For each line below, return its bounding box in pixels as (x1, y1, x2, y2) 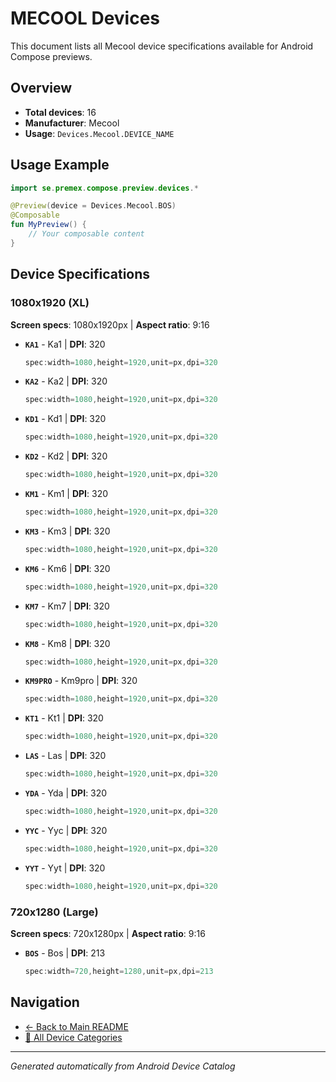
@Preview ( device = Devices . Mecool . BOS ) (10, 201, 177, 211)
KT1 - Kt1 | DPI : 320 (24, 712, 104, 724)
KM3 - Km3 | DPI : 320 (24, 525, 111, 537)
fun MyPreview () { (10, 220, 87, 230)
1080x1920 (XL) (10, 296, 90, 310)
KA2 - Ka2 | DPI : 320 (24, 375, 108, 387)
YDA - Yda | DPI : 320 (24, 787, 108, 799)
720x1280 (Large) (10, 905, 99, 919)
